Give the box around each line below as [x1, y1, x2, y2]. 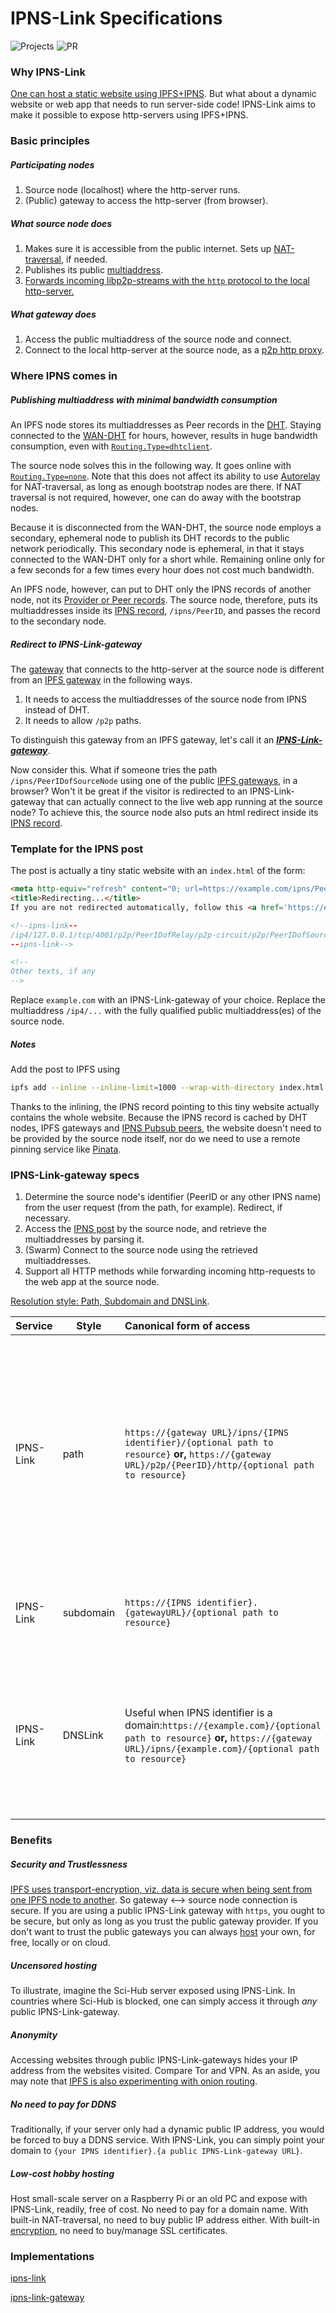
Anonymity [10, 2028, 58, 2041]
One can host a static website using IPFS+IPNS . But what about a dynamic [10, 88, 317, 100]
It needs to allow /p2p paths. [24, 714, 142, 726]
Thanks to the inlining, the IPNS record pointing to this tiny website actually [10, 1100, 320, 1112]
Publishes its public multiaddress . [24, 264, 163, 276]
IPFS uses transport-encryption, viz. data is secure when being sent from [10, 1883, 313, 1896]
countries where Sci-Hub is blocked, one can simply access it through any [10, 1995, 318, 2007]
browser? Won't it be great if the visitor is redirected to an [10, 785, 248, 797]
